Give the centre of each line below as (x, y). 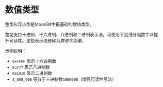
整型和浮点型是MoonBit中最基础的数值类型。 (49, 24)
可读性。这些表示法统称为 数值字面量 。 (47, 40)
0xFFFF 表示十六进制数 (34, 61)
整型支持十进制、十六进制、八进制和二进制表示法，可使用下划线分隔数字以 (79, 34)
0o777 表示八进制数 (31, 67)
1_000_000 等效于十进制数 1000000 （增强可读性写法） (64, 79)
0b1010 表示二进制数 (32, 73)
